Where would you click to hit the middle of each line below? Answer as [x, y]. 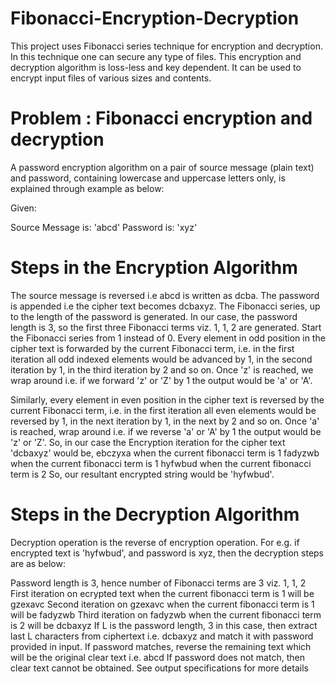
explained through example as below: [87, 188]
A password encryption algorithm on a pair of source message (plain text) [162, 167]
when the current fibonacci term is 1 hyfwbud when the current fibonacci [161, 463]
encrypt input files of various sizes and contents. [111, 78]
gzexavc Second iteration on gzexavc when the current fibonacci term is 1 [162, 604]
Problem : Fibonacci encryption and [161, 118]
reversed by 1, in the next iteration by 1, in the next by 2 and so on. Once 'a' [165, 421]
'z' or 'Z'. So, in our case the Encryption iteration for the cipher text [148, 442]
